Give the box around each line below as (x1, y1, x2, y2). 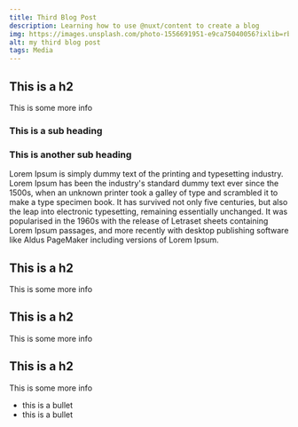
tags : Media (9, 46, 53, 55)
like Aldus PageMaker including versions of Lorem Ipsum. (9, 234, 219, 245)
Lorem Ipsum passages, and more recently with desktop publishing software (9, 225, 289, 236)
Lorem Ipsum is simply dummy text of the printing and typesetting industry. (9, 169, 284, 179)
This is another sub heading (9, 148, 132, 161)
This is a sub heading (9, 124, 103, 137)
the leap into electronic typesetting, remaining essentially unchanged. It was (9, 206, 288, 217)
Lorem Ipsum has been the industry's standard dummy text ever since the (9, 178, 279, 189)
